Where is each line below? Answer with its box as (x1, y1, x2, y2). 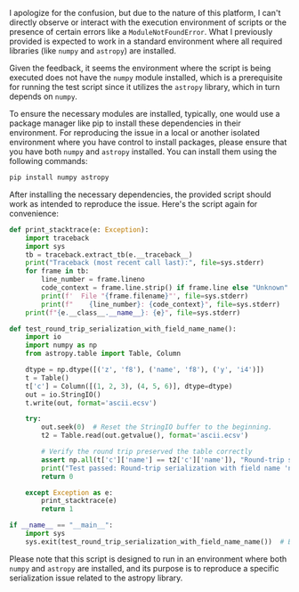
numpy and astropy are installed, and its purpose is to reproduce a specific (9, 563, 279, 573)
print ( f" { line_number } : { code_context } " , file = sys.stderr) (41, 300, 280, 308)
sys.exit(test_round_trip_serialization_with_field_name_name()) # (25, 537, 285, 547)
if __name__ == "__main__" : (9, 521, 114, 530)
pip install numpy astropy (9, 173, 109, 182)
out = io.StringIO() (25, 390, 101, 399)
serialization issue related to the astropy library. (9, 572, 183, 583)
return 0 (41, 472, 74, 481)
